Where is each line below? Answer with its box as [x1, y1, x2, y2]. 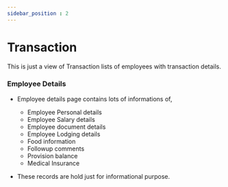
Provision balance [27, 151, 78, 160]
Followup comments [27, 145, 85, 153]
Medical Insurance [27, 159, 80, 167]
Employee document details [27, 123, 106, 131]
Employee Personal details [27, 108, 103, 116]
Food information [27, 137, 76, 145]
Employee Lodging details [27, 129, 101, 138]
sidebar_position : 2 [7, 10, 69, 17]
